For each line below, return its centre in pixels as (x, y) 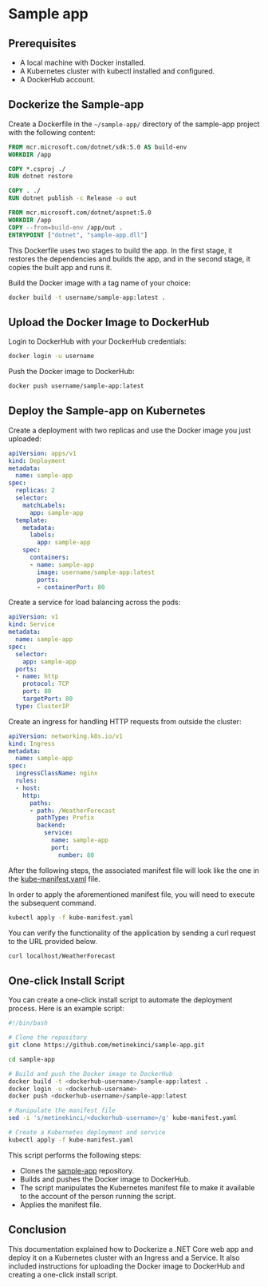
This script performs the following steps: (75, 1155)
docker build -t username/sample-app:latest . (87, 297)
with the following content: (52, 132)
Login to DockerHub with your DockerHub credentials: (97, 341)
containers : (49, 558)
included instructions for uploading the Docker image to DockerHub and (127, 1266)
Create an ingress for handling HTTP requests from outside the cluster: (125, 721)
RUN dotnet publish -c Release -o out (73, 198)
